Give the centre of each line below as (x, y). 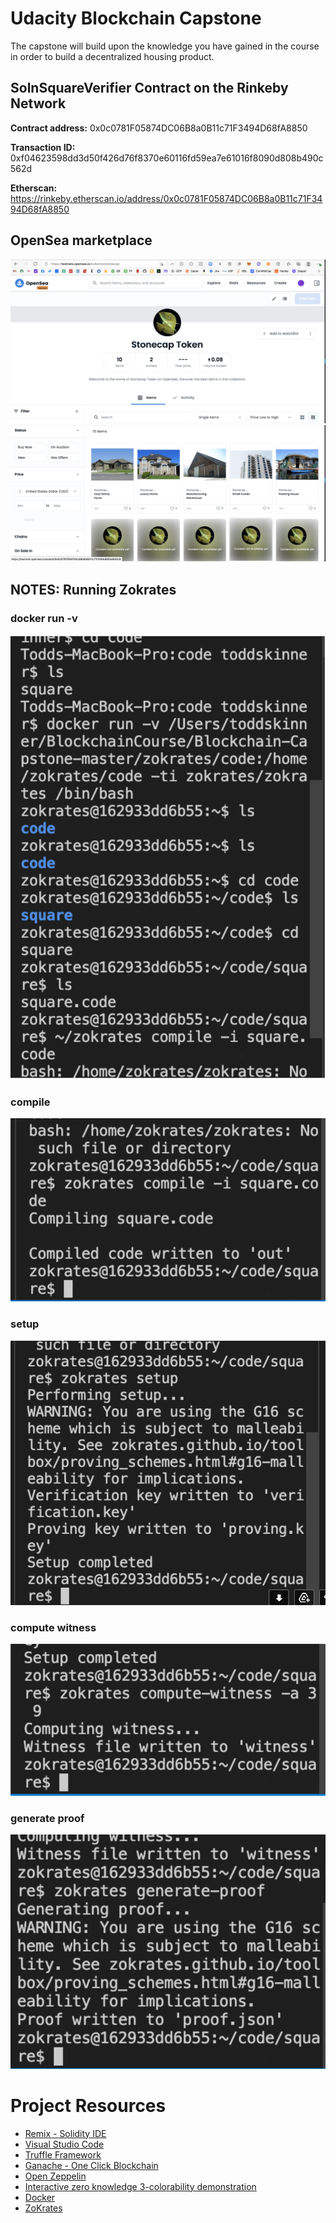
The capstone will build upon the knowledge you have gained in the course (165, 46)
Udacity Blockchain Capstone (136, 18)
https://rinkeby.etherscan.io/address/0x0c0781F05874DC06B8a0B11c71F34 (166, 198)
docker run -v (44, 618)
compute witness (53, 1627)
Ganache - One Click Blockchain (91, 2165)
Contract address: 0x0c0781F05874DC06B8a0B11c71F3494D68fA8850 (159, 128)
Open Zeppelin (55, 2176)
